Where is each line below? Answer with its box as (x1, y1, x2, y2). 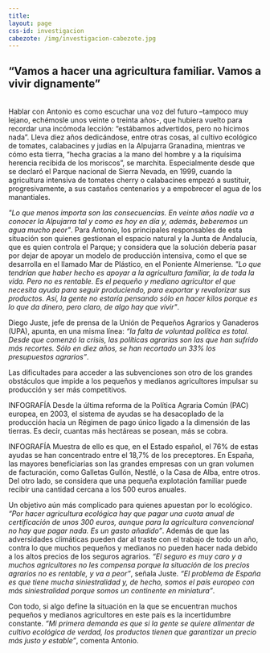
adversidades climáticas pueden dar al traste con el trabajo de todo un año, (8, 534, 259, 544)
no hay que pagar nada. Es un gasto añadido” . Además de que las (8, 526, 231, 536)
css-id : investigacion (8, 27, 84, 35)
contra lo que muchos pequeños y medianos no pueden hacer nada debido (8, 543, 258, 553)
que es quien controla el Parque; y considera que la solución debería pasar (8, 243, 257, 252)
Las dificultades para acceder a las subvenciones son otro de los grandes (8, 368, 253, 377)
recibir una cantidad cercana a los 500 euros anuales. (8, 485, 186, 494)
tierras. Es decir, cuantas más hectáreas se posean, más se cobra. (8, 426, 228, 436)
